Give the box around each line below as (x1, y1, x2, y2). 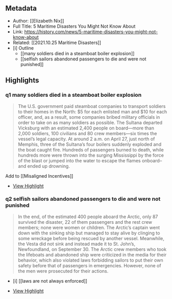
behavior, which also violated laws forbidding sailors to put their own (17, 257, 163, 263)
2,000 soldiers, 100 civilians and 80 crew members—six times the (17, 130, 158, 136)
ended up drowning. (27, 163, 70, 169)
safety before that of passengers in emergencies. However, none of (17, 262, 162, 268)
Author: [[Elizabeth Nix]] (12, 17, 64, 24)
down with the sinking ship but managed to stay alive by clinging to (17, 230, 160, 236)
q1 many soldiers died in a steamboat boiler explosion (5, 92, 142, 99)
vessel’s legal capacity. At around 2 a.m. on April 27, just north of (17, 136, 155, 142)
